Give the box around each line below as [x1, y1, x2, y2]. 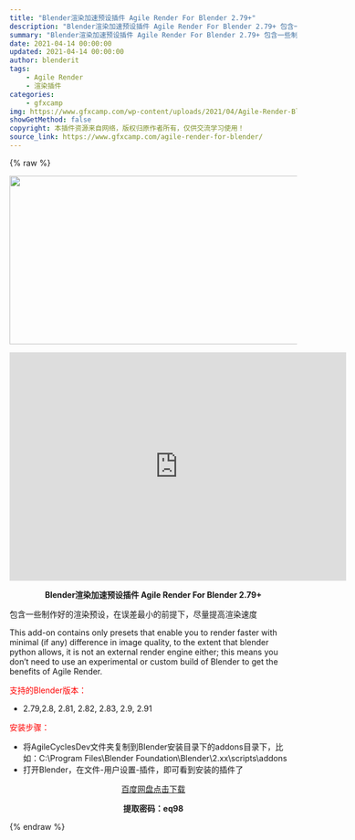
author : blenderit [9, 56, 79, 65]
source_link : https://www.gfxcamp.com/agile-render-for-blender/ [9, 133, 263, 142]
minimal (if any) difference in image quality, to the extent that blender [9, 636, 269, 647]
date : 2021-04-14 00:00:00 [9, 38, 112, 48]
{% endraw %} [9, 821, 66, 832]
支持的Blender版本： [9, 685, 87, 696]
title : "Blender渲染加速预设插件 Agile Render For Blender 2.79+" [9, 13, 256, 23]
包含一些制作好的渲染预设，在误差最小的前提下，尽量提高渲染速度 [9, 609, 257, 620]
